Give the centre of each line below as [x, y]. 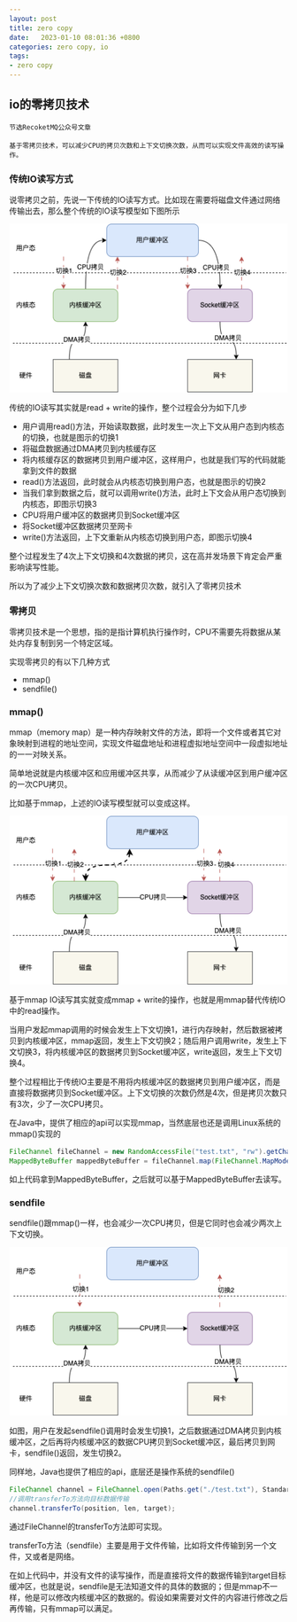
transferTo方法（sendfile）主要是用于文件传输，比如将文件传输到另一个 [139, 1545]
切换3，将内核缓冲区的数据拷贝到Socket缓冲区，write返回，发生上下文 [145, 1052]
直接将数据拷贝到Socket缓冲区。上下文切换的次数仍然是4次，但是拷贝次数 [145, 1093]
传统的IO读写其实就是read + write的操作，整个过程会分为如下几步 [128, 407]
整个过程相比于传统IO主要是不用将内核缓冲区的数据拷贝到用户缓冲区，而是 [145, 1082]
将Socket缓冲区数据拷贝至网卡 [77, 526]
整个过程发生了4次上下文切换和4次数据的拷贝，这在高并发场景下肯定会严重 [146, 556]
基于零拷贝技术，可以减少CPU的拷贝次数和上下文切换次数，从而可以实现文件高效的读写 [144, 145]
